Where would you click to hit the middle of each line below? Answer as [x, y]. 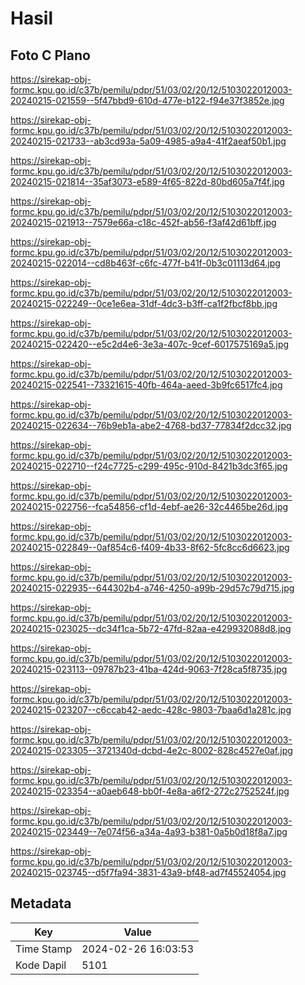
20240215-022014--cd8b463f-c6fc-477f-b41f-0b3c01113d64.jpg [145, 263]
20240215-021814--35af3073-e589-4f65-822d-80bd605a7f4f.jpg [147, 181]
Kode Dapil [41, 965]
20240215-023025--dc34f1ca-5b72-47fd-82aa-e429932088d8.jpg [151, 628]
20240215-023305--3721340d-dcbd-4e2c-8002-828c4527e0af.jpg [151, 750]
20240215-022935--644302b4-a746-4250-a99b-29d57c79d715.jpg [152, 588]
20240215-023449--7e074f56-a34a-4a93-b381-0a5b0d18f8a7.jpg [149, 831]
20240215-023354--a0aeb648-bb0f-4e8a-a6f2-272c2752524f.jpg [150, 791]
